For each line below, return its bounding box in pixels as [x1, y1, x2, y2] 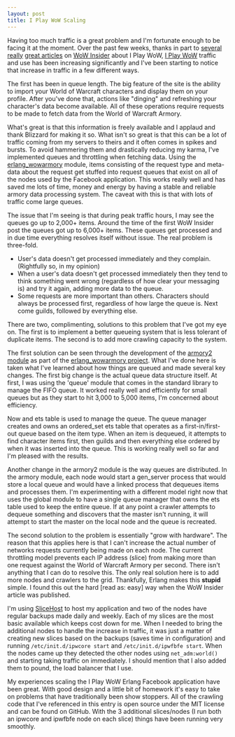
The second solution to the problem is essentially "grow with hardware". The [7, 531, 227, 539]
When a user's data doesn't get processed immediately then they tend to [17, 269, 228, 278]
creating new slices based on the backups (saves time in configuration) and [7, 634, 226, 642]
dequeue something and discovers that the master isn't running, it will [7, 510, 208, 518]
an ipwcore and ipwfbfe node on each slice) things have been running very [7, 715, 224, 723]
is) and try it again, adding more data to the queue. [17, 284, 164, 292]
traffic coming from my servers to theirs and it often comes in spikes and [7, 137, 217, 146]
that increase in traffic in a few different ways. [7, 66, 140, 74]
